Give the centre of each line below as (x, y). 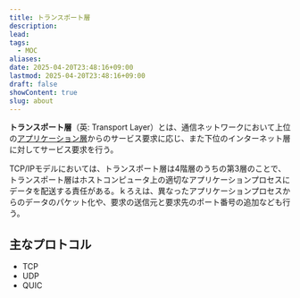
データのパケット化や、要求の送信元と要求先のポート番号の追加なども (154, 202)
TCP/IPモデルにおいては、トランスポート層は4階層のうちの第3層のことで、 (148, 169)
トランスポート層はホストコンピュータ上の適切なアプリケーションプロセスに (150, 180)
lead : (19, 34)
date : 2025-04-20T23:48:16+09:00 (71, 68)
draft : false (33, 84)
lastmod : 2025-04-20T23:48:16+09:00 (77, 76)
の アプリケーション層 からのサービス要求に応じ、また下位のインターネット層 (150, 139)
